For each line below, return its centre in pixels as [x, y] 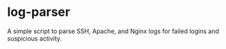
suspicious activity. [35, 38]
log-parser [39, 12]
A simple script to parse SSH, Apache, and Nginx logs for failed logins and [113, 31]
